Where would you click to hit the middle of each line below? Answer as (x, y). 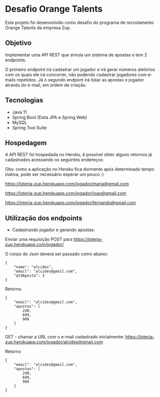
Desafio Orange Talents (54, 9)
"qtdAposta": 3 (29, 276)
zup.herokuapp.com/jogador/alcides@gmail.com (54, 342)
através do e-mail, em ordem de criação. (46, 85)
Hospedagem (26, 143)
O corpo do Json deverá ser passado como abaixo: (57, 254)
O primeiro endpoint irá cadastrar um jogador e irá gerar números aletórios (80, 69)
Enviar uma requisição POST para (39, 239)
